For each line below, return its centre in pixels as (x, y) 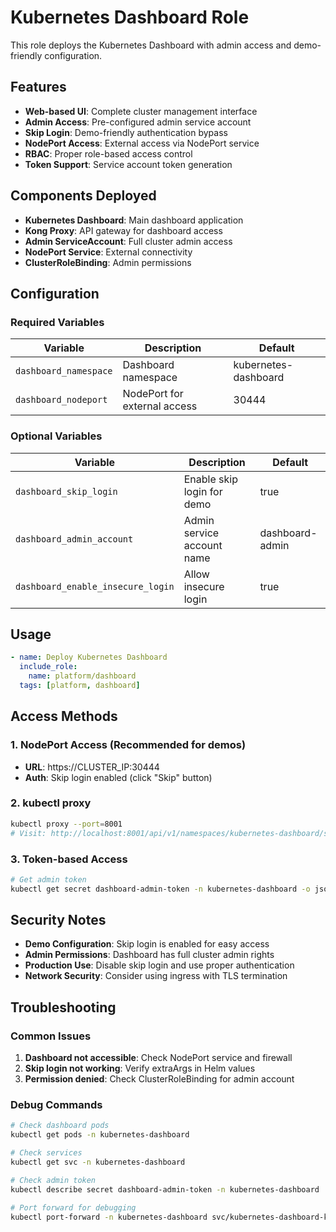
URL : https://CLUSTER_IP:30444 (92, 767)
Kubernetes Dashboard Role (130, 17)
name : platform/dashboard (82, 676)
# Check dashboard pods (60, 1126)
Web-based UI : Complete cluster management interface (141, 111)
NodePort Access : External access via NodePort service (142, 143)
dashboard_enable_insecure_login (95, 586)
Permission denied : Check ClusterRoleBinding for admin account (159, 1079)
